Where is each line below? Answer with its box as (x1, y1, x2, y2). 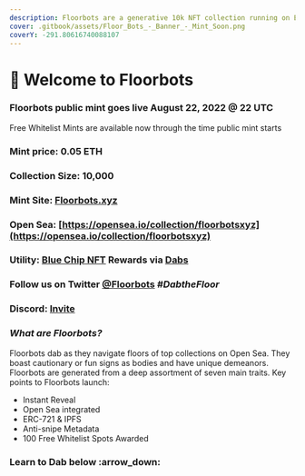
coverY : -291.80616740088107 (9, 30, 120, 39)
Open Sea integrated (22, 403, 101, 414)
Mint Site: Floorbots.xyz (9, 193, 118, 206)
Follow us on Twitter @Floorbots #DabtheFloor (9, 278, 220, 291)
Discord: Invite (9, 302, 75, 315)
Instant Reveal (22, 394, 76, 405)
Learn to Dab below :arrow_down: (9, 455, 161, 468)
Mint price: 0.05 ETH (9, 144, 103, 157)
